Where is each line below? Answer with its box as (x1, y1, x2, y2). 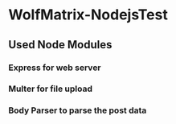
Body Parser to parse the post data (8, 105, 147, 116)
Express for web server (8, 62, 102, 73)
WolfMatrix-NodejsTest (8, 6, 169, 24)
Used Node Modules (8, 38, 113, 52)
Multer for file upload (8, 83, 93, 94)
